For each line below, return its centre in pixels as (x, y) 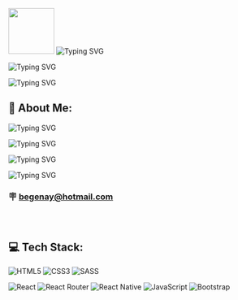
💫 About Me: (41, 109)
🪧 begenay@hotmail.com (61, 197)
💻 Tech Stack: (46, 248)
